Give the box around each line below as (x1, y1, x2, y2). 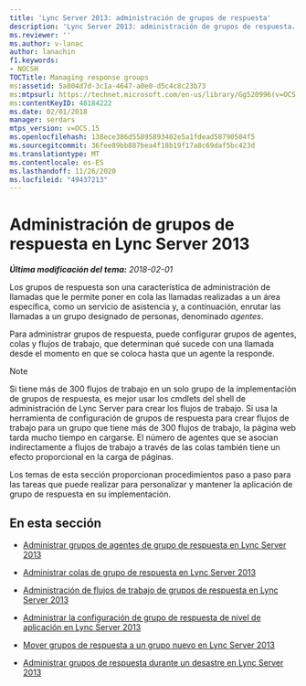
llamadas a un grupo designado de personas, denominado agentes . (9, 311, 264, 322)
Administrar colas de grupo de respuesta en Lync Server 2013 (22, 567, 257, 577)
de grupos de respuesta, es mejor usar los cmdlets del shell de (9, 393, 247, 404)
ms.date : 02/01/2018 (9, 107, 89, 116)
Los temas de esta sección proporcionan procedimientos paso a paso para (9, 469, 291, 480)
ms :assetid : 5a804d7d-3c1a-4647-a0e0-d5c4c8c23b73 (9, 81, 206, 91)
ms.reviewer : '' (9, 30, 71, 39)
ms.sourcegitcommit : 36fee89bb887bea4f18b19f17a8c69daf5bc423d (9, 141, 256, 150)
